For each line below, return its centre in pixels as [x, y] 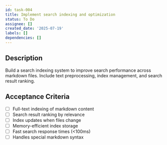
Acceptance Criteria [37, 97]
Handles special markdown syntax [48, 137]
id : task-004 [19, 10]
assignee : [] [19, 24]
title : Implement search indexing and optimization [60, 15]
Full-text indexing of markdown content [53, 109]
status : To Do [20, 19]
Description [24, 58]
